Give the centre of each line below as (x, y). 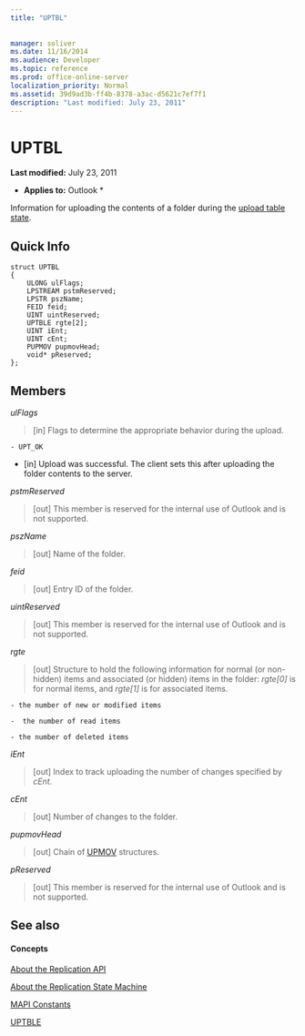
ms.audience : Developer (56, 60)
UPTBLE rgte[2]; (58, 323)
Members (38, 391)
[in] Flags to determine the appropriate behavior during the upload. (158, 430)
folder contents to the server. (78, 473)
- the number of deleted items (70, 737)
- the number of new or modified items (86, 705)
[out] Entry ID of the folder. (83, 589)
